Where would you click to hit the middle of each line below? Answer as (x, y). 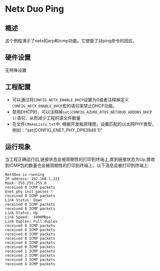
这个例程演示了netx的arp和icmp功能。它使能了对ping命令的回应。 (71, 41)
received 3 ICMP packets (30, 260)
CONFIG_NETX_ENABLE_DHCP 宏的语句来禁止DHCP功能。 (65, 106)
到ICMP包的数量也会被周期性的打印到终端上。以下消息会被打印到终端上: (77, 165)
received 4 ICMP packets (30, 264)
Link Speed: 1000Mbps (28, 217)
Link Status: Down (24, 200)
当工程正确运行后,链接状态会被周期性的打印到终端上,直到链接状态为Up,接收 (80, 160)
